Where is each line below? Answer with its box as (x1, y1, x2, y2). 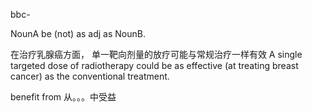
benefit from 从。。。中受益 (10, 91, 117, 103)
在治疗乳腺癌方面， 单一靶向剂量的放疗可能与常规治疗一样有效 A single (10, 49, 303, 60)
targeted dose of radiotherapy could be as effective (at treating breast (10, 60, 299, 71)
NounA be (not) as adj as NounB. (10, 28, 146, 39)
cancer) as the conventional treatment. (10, 70, 170, 82)
